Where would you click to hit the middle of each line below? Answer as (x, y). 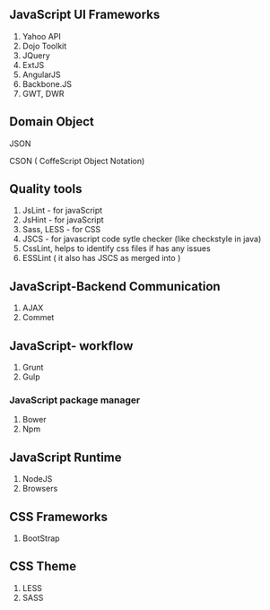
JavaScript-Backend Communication (115, 286)
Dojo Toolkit (44, 46)
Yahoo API (41, 36)
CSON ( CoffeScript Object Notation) (77, 161)
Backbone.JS (47, 83)
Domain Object (52, 122)
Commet (38, 318)
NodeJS (37, 479)
